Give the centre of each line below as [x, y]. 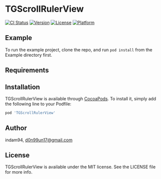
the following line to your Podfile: [38, 104]
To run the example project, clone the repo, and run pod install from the [79, 49]
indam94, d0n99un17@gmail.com [39, 140]
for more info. [19, 172]
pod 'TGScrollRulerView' [30, 113]
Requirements [27, 70]
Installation [23, 87]
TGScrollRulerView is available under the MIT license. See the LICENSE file [80, 167]
